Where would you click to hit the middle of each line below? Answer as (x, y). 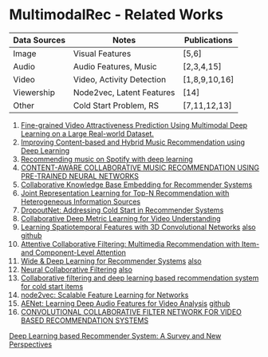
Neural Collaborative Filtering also (76, 269)
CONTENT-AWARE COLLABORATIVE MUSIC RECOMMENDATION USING (140, 167)
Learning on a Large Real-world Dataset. (87, 133)
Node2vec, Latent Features (124, 92)
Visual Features (102, 54)
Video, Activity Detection (120, 79)
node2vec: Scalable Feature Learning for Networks (104, 295)
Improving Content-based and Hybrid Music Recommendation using (133, 142)
